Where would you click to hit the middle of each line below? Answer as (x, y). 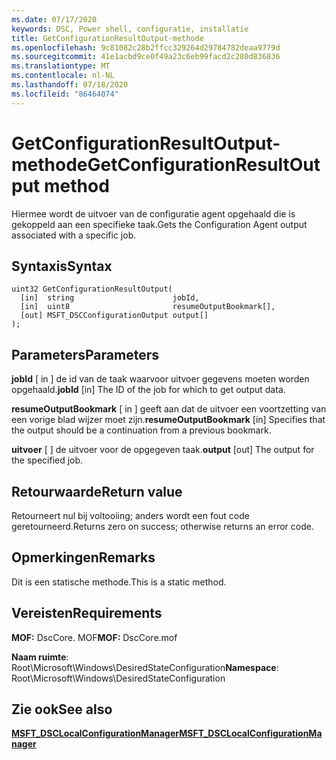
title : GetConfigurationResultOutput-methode (107, 38)
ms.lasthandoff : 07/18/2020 (70, 85)
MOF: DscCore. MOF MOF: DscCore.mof (94, 637)
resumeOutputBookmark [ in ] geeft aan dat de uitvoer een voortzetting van (169, 409)
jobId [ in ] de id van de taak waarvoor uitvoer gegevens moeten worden (160, 379)
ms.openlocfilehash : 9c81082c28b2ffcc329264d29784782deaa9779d (146, 47)
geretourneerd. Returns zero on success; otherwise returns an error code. (162, 526)
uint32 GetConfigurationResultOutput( (92, 289)
